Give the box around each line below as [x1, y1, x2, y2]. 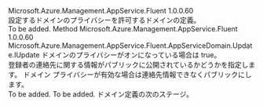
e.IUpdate [8, 50, 40, 60]
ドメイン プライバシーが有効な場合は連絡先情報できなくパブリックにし [23, 70, 253, 79]
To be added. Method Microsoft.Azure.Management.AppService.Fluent [8, 24, 238, 33]
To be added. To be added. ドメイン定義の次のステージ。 [8, 90, 194, 99]
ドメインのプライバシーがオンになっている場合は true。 [41, 50, 221, 60]
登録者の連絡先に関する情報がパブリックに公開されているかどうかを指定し [8, 60, 249, 69]
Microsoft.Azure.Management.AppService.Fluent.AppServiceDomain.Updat [8, 41, 253, 50]
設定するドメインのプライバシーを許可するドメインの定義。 [8, 16, 201, 24]
